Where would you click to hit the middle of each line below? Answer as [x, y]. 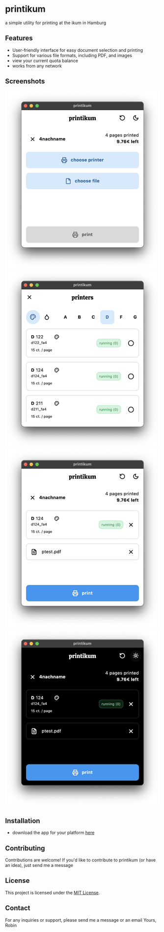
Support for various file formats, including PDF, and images [72, 55]
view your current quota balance [45, 61]
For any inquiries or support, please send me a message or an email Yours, [81, 920]
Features [19, 38]
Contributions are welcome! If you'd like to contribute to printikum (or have [81, 860]
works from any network [37, 66]
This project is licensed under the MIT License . [53, 893]
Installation [23, 821]
